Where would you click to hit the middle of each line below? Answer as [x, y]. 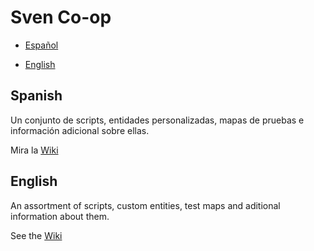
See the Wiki [36, 235]
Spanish [36, 96]
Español [41, 45]
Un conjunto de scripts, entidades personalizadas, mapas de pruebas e [157, 120]
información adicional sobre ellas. [80, 130]
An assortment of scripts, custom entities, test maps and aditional [145, 205]
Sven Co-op [61, 17]
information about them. [60, 216]
